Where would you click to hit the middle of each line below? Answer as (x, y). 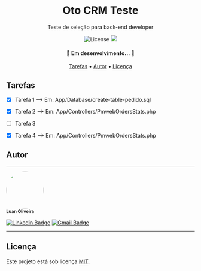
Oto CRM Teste (100, 10)
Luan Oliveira (20, 212)
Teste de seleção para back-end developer (100, 27)
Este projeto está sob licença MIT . (48, 261)
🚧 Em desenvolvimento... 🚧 (100, 53)
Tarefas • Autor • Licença (100, 66)
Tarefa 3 (25, 124)
